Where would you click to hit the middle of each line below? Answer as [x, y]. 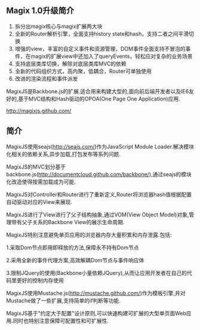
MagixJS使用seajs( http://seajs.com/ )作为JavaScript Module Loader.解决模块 [100, 146]
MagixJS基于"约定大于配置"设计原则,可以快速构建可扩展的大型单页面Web [96, 313]
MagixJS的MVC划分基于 [36, 167]
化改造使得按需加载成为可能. [41, 182]
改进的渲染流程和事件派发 [46, 78]
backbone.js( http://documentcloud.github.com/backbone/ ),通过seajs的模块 [99, 174]
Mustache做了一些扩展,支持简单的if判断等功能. [63, 300]
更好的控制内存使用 [40, 280]
